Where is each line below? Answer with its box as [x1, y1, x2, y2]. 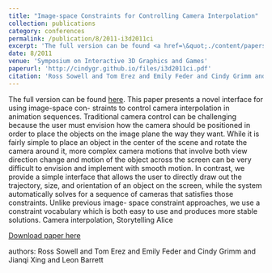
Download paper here [8, 230, 81, 240]
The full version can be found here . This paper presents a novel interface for [8, 94, 264, 104]
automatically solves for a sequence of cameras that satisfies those [8, 189, 234, 198]
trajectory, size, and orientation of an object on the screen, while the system [8, 180, 262, 190]
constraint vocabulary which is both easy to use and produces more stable [8, 206, 257, 215]
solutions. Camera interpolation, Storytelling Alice [8, 215, 174, 224]
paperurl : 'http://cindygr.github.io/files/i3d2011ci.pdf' [8, 65, 212, 73]
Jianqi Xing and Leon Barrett [8, 254, 104, 264]
